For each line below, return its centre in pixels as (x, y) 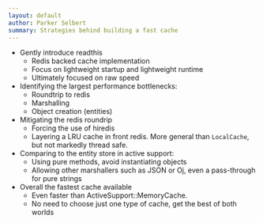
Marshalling (50, 103)
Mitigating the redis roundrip (66, 120)
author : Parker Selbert (47, 23)
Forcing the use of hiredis (73, 128)
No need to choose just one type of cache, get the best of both (134, 204)
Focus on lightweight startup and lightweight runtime (117, 70)
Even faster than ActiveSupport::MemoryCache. (109, 195)
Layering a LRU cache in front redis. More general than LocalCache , (140, 137)
